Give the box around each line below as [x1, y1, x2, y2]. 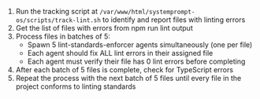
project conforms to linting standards [15, 82, 136, 91]
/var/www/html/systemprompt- [99, 8, 195, 16]
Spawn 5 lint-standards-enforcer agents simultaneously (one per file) [27, 40, 253, 49]
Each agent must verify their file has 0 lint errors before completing [27, 57, 246, 66]
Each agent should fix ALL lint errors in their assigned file [27, 49, 214, 57]
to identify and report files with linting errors [102, 15, 246, 24]
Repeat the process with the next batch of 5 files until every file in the [15, 74, 242, 82]
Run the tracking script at [15, 7, 98, 16]
